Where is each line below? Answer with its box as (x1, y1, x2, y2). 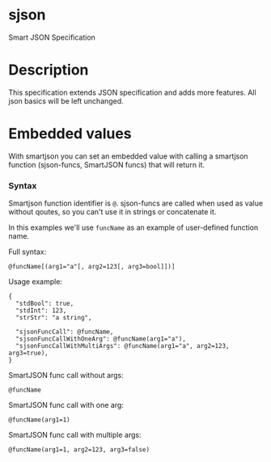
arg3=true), (8, 350, 49, 358)
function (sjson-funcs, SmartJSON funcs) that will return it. (8, 159, 205, 169)
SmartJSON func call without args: (8, 371, 124, 380)
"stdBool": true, (15, 299, 74, 308)
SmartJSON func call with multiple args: (8, 430, 142, 440)
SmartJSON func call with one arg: (8, 401, 124, 410)
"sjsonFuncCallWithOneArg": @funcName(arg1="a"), (15, 335, 186, 343)
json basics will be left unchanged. (8, 95, 124, 106)
